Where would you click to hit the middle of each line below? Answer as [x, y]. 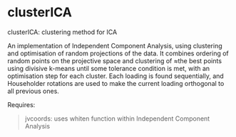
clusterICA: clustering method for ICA [62, 32]
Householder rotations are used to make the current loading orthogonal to [116, 83]
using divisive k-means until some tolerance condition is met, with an [109, 68]
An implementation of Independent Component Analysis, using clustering [115, 45]
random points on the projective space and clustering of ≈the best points [115, 60]
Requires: [21, 104]
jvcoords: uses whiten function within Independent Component [117, 119]
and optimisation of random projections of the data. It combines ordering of [118, 53]
